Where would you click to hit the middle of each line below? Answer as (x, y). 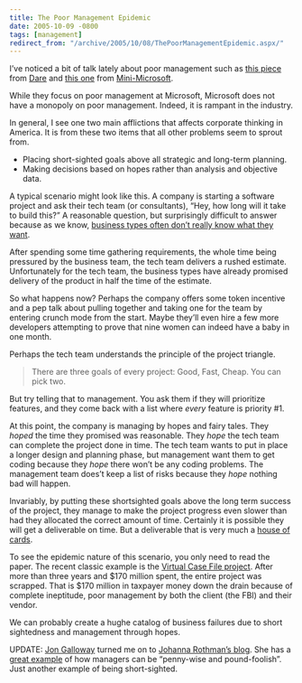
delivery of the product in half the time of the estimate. (110, 281)
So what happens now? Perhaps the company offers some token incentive (147, 298)
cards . (21, 539)
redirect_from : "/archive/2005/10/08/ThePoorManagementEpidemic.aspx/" (146, 43)
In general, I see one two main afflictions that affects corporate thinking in (146, 123)
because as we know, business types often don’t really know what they (142, 225)
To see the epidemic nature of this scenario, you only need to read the (140, 557)
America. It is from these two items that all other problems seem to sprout (146, 133)
